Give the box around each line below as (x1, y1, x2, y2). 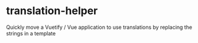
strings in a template (6, 29, 56, 37)
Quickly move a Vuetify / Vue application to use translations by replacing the (6, 24, 193, 31)
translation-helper (6, 4, 98, 18)
